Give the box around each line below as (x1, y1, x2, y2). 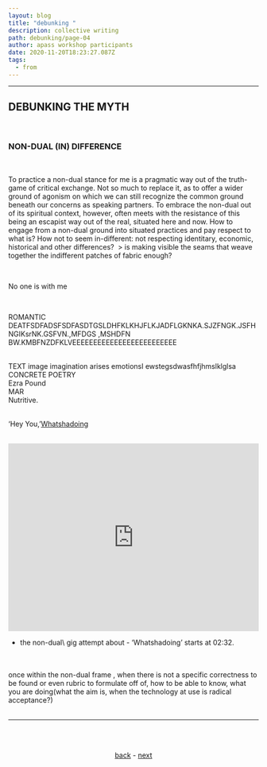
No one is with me (8, 281, 68, 291)
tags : (8, 56, 26, 64)
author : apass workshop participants (8, 41, 133, 49)
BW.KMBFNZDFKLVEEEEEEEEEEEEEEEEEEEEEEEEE (8, 337, 177, 347)
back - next (114, 750, 153, 760)
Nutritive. (8, 395, 38, 405)
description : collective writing (8, 26, 119, 34)
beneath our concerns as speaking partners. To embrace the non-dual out (8, 199, 252, 209)
